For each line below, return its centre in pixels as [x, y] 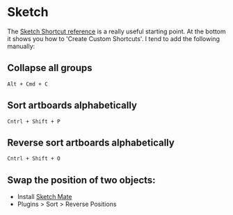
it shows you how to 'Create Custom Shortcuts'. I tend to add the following [114, 38]
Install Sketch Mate [45, 197]
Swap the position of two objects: [81, 180]
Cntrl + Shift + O [34, 159]
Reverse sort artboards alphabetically [91, 142]
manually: [21, 46]
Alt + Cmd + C [28, 84]
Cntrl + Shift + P [34, 121]
